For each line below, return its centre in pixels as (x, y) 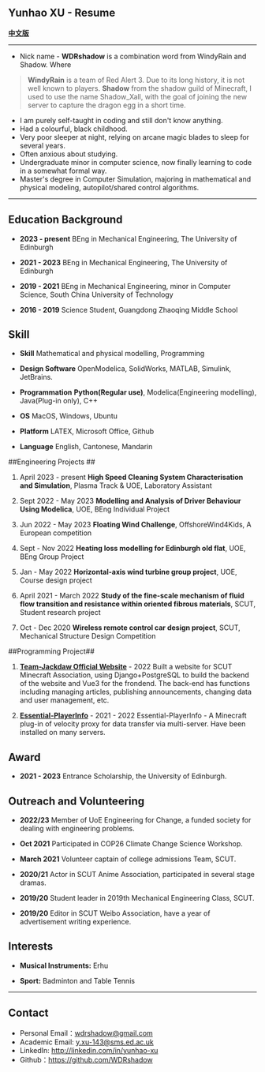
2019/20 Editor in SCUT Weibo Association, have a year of (115, 913)
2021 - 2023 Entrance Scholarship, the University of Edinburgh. (123, 776)
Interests (31, 946)
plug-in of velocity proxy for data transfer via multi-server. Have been (132, 724)
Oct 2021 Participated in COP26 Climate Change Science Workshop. (131, 844)
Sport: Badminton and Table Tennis (77, 980)
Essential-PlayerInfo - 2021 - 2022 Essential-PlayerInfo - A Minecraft (133, 716)
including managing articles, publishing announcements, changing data (136, 692)
